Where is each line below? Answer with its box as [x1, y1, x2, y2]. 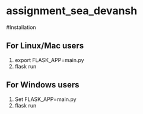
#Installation [6, 24, 37, 31]
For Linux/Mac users [6, 41, 84, 51]
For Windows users [6, 80, 80, 90]
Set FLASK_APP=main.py [14, 96, 77, 103]
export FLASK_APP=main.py [14, 56, 84, 63]
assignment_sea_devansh [6, 4, 138, 18]
